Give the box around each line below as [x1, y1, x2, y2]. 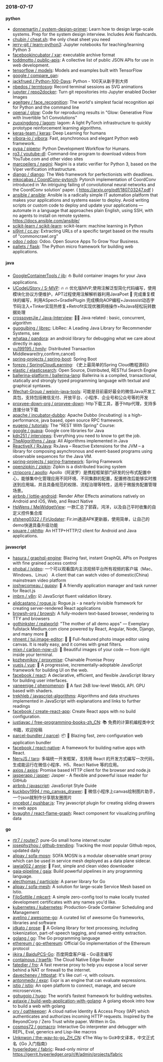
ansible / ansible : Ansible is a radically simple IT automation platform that [12, 192, 158, 198]
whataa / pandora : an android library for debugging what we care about [12, 336, 156, 342]
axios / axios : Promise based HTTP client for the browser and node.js [12, 767, 151, 773]
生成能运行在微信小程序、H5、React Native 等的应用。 [12, 762, 121, 768]
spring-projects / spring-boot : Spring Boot [12, 356, 97, 362]
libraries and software [12, 919, 57, 925]
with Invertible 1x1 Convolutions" [12, 115, 77, 121]
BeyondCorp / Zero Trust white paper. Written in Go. [12, 1018, 117, 1024]
